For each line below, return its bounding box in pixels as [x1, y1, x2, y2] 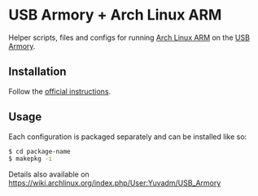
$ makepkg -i [8, 155, 53, 163]
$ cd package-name [8, 147, 71, 155]
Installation [8, 65, 67, 79]
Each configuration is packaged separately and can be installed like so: [8, 132, 247, 142]
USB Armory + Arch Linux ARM [8, 6, 222, 24]
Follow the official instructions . [8, 86, 112, 96]
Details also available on [8, 169, 90, 180]
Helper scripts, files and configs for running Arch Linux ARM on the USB [8, 33, 251, 42]
